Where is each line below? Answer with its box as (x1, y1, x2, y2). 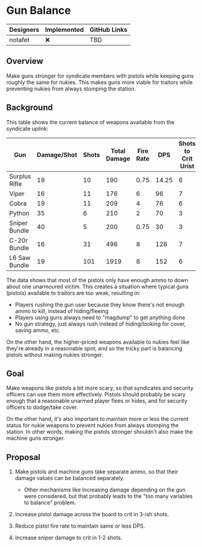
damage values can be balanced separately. (14, 475, 125, 482)
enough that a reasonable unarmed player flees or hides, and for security (6, 397, 188, 405)
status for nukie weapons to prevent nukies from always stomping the (6, 422, 179, 429)
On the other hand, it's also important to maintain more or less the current (6, 416, 189, 423)
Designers (9, 25, 40, 34)
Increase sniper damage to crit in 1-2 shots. (14, 534, 123, 542)
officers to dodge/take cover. (6, 403, 78, 411)
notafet (9, 36, 30, 44)
